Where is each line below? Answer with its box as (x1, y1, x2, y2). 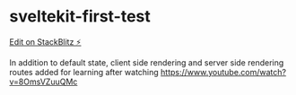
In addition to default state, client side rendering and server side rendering (9, 56, 284, 68)
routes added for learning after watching (9, 66, 159, 77)
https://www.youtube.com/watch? (160, 66, 287, 77)
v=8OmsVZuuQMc (9, 76, 78, 87)
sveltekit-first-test (9, 6, 151, 27)
